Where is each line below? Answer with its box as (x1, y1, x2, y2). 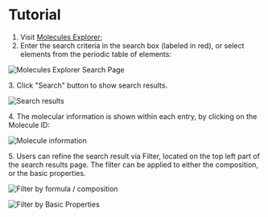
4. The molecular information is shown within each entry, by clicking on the (8, 111, 258, 121)
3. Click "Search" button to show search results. (8, 80, 167, 90)
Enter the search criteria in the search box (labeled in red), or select (19, 40, 245, 50)
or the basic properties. (8, 168, 86, 178)
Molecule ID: (8, 120, 51, 129)
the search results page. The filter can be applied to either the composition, (8, 159, 259, 170)
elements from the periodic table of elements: (19, 49, 171, 59)
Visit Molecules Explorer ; (19, 32, 103, 42)
